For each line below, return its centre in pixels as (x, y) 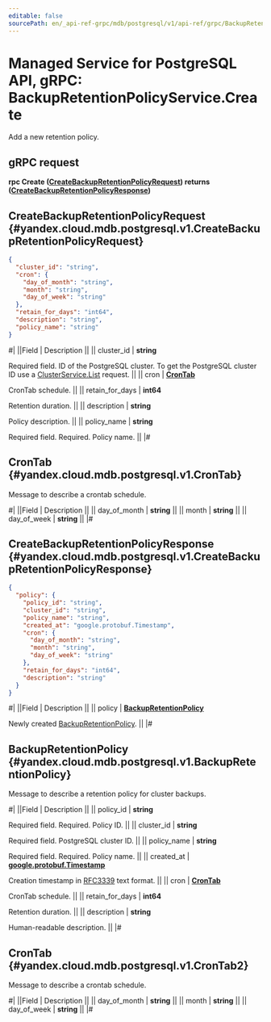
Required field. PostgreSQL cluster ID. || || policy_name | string (113, 841)
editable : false (35, 16)
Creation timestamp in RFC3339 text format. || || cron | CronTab (115, 881)
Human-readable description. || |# (65, 928)
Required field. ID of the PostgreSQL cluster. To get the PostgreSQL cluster (133, 366)
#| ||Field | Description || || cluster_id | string (83, 350)
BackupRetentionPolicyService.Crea (133, 97)
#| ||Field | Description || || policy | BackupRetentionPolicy (106, 708)
